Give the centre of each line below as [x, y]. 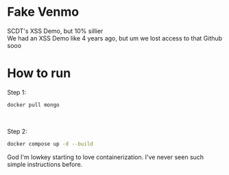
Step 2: [17, 131]
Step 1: [16, 92]
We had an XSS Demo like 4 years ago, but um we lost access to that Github [115, 38]
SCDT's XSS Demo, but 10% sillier [55, 31]
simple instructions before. [45, 164]
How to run [39, 73]
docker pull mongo [33, 105]
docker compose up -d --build [50, 144]
